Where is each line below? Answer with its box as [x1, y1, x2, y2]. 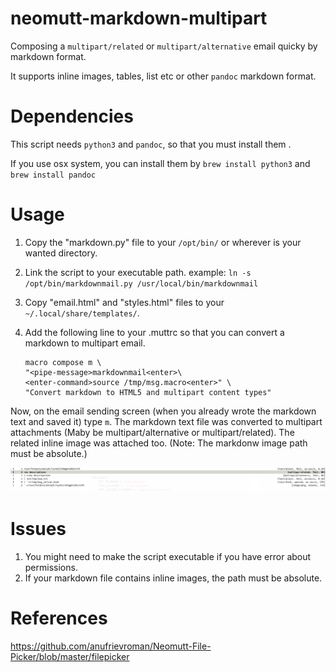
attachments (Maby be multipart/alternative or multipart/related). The [10, 426, 295, 438]
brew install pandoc [10, 170, 97, 180]
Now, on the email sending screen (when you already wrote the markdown [10, 405, 317, 417]
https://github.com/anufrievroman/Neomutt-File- [10, 640, 212, 652]
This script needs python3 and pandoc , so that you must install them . [10, 138, 292, 150]
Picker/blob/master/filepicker [10, 650, 130, 662]
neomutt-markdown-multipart [10, 7, 268, 30]
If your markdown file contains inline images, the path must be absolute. [24, 572, 323, 584]
